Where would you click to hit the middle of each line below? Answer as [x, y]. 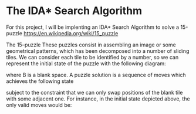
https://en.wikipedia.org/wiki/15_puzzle [71, 33]
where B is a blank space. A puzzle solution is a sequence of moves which [96, 75]
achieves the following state [40, 81]
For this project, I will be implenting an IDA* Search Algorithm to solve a [93, 27]
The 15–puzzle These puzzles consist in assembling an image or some [91, 45]
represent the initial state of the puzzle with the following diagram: [86, 63]
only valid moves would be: [39, 105]
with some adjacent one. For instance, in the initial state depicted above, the [98, 99]
